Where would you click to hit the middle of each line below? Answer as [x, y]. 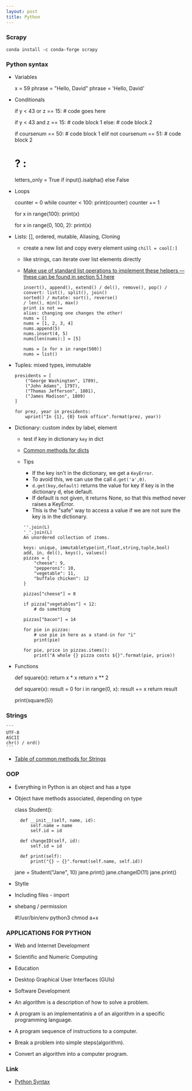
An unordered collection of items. [66, 538]
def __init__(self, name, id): [58, 820]
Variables [26, 77]
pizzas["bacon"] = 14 [49, 620]
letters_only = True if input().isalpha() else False [72, 180]
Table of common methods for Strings [60, 759]
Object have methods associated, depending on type [78, 798]
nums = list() [40, 354]
